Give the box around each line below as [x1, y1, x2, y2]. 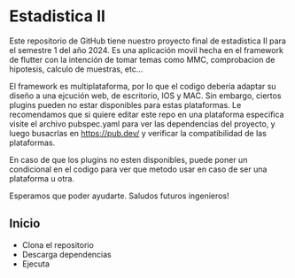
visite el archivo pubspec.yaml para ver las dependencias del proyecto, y [9, 118, 276, 129]
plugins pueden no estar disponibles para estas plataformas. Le [9, 99, 242, 110]
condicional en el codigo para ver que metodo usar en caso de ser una [9, 164, 268, 174]
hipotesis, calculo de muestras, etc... [9, 64, 144, 74]
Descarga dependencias [21, 249, 113, 259]
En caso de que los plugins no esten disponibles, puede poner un [9, 154, 248, 165]
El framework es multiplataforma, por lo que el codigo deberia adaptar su [9, 81, 276, 91]
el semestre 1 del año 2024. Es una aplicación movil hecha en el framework [9, 44, 283, 55]
